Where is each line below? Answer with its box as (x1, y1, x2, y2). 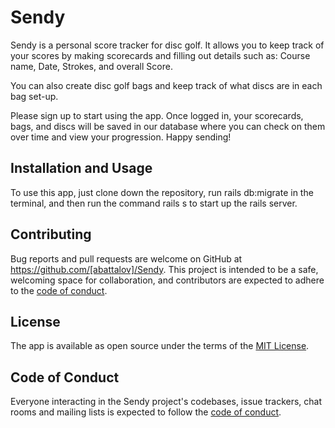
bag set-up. (10, 90, 59, 102)
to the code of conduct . (10, 284, 108, 296)
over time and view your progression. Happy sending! (10, 131, 232, 143)
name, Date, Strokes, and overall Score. (10, 60, 173, 72)
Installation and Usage (10, 160, 153, 177)
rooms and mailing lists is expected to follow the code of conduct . (10, 406, 282, 418)
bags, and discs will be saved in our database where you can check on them (10, 120, 326, 132)
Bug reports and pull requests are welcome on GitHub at (10, 252, 243, 265)
